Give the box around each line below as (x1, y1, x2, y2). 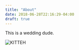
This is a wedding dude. (5, 30, 54, 36)
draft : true (5, 16, 30, 21)
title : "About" (5, 7, 37, 12)
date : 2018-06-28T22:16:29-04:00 (5, 12, 75, 17)
